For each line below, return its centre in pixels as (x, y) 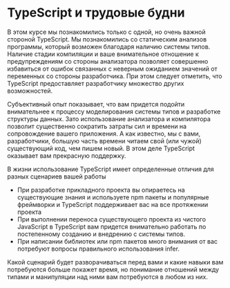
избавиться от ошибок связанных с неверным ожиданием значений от (112, 69)
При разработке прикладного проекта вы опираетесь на (101, 190)
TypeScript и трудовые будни (96, 13)
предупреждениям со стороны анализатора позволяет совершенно (108, 61)
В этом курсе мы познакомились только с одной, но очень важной (106, 32)
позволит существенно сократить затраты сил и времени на (97, 126)
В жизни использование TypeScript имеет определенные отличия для (111, 169)
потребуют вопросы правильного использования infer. (98, 249)
